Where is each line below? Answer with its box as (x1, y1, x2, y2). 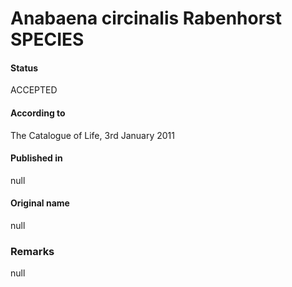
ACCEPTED (10, 84, 58, 96)
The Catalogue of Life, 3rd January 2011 (10, 129, 175, 141)
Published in (10, 152, 63, 164)
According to (10, 107, 66, 119)
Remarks (10, 244, 55, 258)
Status (10, 62, 39, 74)
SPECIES (10, 28, 85, 51)
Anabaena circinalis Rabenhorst (10, 7, 282, 30)
